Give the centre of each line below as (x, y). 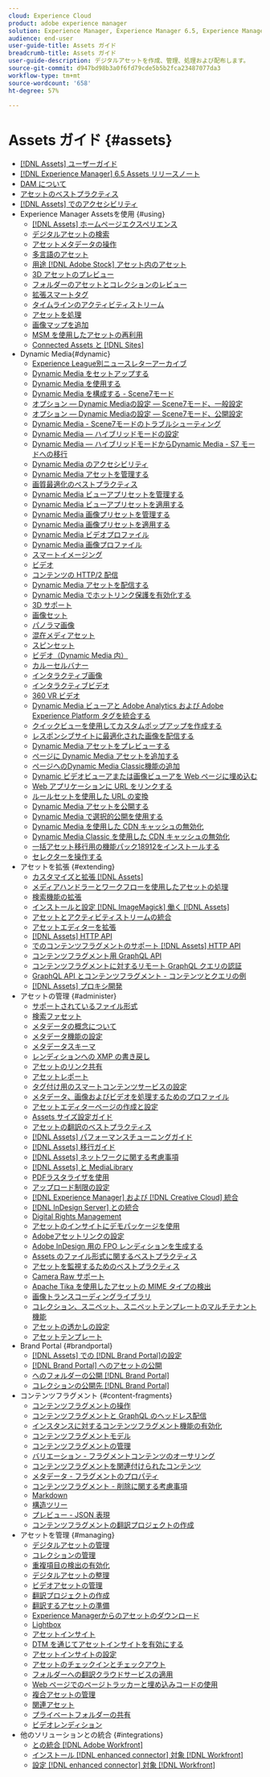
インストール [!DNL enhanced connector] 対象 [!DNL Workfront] (137, 1755)
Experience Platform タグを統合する (91, 716)
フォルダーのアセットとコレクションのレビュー (109, 285)
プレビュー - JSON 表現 (71, 1515)
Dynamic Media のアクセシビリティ (90, 465)
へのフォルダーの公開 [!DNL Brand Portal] (100, 1376)
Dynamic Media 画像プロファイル (87, 545)
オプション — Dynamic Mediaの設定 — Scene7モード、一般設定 (137, 404)
